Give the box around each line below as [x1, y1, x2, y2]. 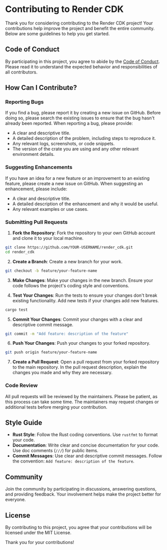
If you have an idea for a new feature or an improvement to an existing [5, 175, 150, 181]
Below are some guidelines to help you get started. [5, 30, 110, 36]
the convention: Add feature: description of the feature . [12, 458, 135, 464]
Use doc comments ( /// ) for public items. [12, 448, 98, 454]
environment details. [12, 151, 55, 157]
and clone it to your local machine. [12, 235, 84, 241]
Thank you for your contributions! [5, 540, 74, 546]
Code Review [5, 382, 38, 389]
